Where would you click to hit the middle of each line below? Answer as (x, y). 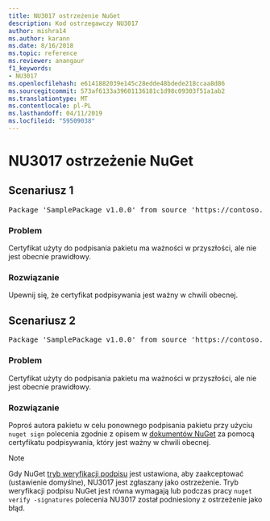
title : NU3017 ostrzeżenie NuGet (64, 16)
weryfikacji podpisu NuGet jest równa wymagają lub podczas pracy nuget (130, 490)
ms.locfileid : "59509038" (52, 121)
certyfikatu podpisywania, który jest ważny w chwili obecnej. (110, 442)
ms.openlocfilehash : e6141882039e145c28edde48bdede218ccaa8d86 (117, 83)
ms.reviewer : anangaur (46, 61)
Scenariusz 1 (41, 191)
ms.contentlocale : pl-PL (50, 106)
